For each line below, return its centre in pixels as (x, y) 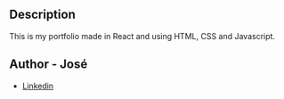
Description (42, 15)
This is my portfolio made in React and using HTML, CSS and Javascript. (142, 36)
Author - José (49, 65)
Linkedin (38, 86)
